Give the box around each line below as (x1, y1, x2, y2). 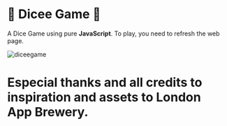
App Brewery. (7, 104, 89, 120)
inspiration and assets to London (7, 90, 201, 105)
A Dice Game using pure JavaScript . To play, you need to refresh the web (7, 29, 220, 38)
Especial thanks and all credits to (7, 74, 203, 90)
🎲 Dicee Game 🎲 (7, 6, 101, 22)
